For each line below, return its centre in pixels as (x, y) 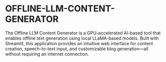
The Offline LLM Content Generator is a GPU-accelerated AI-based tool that (83, 33)
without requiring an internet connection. (47, 54)
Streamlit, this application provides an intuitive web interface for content (79, 43)
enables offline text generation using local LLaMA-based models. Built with (82, 38)
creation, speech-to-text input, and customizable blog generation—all (77, 49)
